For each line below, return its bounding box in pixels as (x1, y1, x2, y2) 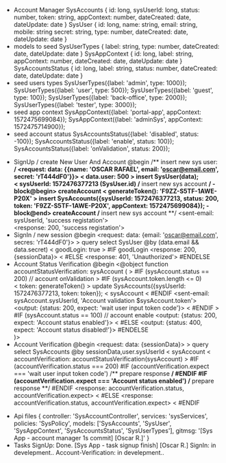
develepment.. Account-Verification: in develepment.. (13, 449, 164, 456)
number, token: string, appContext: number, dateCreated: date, (13, 13, 192, 21)
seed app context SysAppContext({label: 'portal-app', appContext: (13, 108, 202, 116)
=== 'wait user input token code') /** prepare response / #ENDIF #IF (13, 370, 208, 377)
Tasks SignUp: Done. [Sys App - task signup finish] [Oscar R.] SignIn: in (13, 441, 216, 449)
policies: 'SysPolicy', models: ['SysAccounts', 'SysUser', (13, 419, 172, 427)
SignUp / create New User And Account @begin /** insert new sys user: (13, 158, 218, 166)
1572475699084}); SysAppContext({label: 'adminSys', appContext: (13, 115, 203, 123)
